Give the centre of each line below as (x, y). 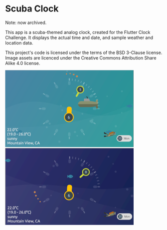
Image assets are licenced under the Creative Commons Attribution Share (81, 57)
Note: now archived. (26, 22)
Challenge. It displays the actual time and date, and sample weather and (79, 37)
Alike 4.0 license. (23, 63)
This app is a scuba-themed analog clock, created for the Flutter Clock (78, 32)
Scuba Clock (32, 9)
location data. (19, 42)
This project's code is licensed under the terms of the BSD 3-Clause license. (84, 52)
